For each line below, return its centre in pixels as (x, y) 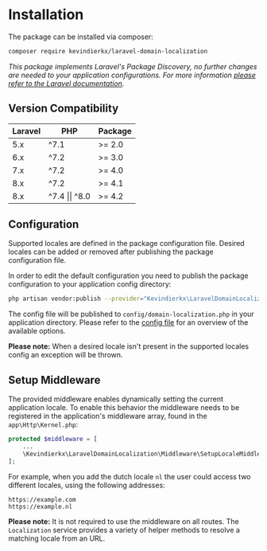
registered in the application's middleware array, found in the (108, 416)
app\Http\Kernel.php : (43, 424)
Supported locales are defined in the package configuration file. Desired (126, 244)
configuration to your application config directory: (90, 284)
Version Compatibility (64, 109)
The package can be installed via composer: (81, 37)
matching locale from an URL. (57, 538)
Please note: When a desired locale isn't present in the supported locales (128, 346)
